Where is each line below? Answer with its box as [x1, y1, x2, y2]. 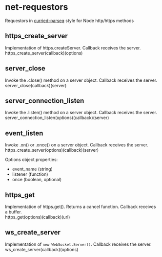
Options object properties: [5, 157, 58, 163]
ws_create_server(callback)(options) [5, 246, 79, 252]
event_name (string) [12, 166, 53, 172]
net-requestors [5, 1, 68, 13]
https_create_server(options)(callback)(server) [5, 147, 99, 153]
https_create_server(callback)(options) [5, 50, 83, 56]
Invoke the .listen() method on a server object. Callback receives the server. [5, 110, 158, 116]
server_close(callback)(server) [5, 82, 67, 88]
